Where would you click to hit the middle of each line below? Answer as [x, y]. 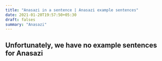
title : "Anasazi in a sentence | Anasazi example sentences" [72, 10]
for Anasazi [24, 53]
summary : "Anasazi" [26, 24]
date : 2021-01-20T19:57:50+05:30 [41, 15]
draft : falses [21, 19]
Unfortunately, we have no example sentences [81, 45]
